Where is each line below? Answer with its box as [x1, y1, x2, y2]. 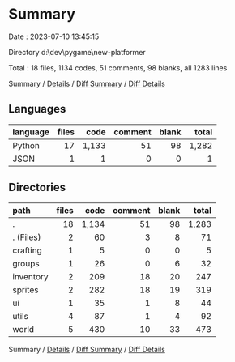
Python [12, 139, 41, 151]
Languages [8, 102, 66, 116]
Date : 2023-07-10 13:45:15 [8, 32, 100, 41]
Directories [8, 181, 66, 194]
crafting [12, 245, 42, 256]
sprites [12, 284, 39, 296]
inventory [12, 270, 49, 282]
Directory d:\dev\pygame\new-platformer [8, 47, 146, 57]
